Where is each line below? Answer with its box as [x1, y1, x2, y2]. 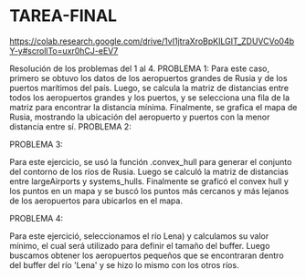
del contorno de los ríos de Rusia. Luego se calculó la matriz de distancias [9, 166, 290, 177]
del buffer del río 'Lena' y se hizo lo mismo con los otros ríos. [9, 259, 239, 270]
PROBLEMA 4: [9, 212, 64, 223]
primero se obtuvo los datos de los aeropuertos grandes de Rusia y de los [9, 72, 288, 83]
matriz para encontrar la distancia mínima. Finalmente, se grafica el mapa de [9, 101, 298, 112]
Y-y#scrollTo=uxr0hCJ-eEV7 [9, 45, 119, 56]
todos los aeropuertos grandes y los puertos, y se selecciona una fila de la [9, 92, 290, 103]
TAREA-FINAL [9, 5, 117, 26]
